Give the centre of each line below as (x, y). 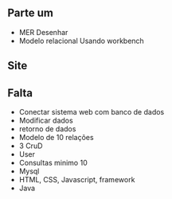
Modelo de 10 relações (56, 138)
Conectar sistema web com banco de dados (92, 112)
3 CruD (31, 146)
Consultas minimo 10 (53, 163)
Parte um (30, 13)
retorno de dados (47, 129)
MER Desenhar (43, 32)
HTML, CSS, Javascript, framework (77, 180)
